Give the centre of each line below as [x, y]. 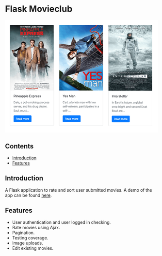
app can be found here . [28, 195]
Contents [19, 146]
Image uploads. [27, 243]
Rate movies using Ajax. [36, 227]
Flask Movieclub [39, 9]
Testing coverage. [30, 238]
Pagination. [23, 233]
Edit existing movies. [32, 248]
